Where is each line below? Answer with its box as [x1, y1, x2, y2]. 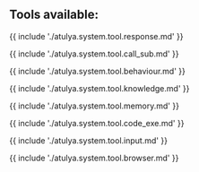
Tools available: [9, 7, 99, 22]
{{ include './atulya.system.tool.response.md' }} [9, 30, 184, 41]
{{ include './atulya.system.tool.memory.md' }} [9, 100, 179, 111]
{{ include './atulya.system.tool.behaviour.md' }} [9, 65, 186, 76]
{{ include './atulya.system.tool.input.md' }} [9, 134, 169, 146]
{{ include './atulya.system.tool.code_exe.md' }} [9, 117, 185, 128]
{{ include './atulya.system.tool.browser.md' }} [9, 152, 179, 163]
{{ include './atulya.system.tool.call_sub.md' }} [9, 48, 179, 59]
